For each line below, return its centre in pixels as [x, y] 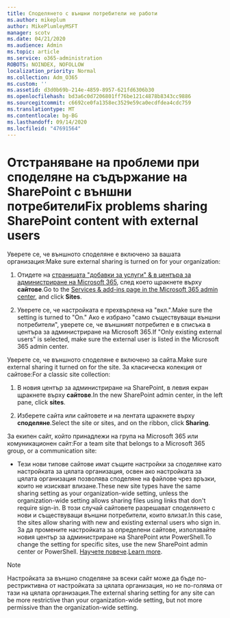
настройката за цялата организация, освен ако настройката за [109, 472]
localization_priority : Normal [52, 71]
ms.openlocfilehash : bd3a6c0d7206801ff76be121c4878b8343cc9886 [99, 97]
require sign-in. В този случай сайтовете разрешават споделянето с [116, 508]
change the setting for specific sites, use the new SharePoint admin [112, 545]
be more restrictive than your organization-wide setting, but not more [105, 600]
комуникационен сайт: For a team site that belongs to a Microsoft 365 [106, 444]
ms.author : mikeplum [37, 20]
